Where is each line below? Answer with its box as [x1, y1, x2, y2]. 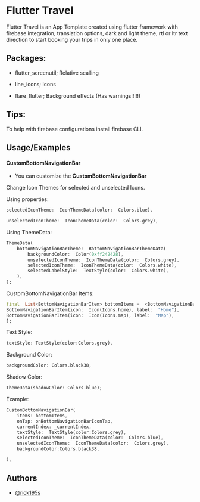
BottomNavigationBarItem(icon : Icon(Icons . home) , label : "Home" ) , [6, 306, 180, 313]
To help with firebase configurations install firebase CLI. [6, 125, 143, 132]
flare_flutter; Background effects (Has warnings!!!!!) [14, 92, 141, 99]
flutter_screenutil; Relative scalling [14, 69, 99, 76]
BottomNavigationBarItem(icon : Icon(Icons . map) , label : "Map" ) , [6, 312, 174, 318]
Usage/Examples [6, 142, 71, 153]
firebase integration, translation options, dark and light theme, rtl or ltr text [6, 29, 188, 36]
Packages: [6, 53, 46, 63]
